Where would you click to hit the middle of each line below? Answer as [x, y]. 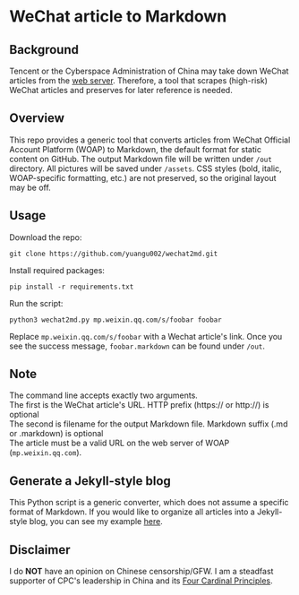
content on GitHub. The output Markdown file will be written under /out [141, 159]
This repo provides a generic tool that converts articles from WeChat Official [150, 140]
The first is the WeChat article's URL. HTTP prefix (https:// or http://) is [139, 405]
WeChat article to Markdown [118, 17]
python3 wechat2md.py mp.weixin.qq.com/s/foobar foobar [115, 320]
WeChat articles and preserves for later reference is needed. [121, 90]
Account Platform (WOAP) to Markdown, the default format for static [136, 149]
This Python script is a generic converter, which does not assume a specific [149, 503]
